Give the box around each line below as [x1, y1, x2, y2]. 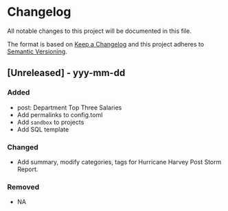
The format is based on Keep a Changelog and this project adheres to [7, 40, 205, 48]
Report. [16, 165, 38, 173]
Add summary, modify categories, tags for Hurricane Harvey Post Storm [16, 158, 222, 166]
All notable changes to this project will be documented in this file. [7, 27, 192, 35]
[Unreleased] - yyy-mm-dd [7, 67, 126, 79]
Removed [7, 182, 40, 192]
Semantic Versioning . [7, 47, 67, 55]
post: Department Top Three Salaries [16, 103, 122, 112]
